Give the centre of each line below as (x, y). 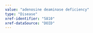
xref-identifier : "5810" (30, 18)
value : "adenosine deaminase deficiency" (47, 9)
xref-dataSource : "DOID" (30, 23)
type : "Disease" (21, 14)
